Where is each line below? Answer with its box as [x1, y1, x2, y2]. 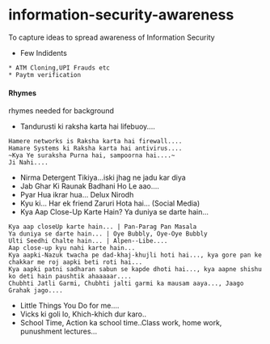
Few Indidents [19, 48, 67, 57]
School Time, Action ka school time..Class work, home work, [19, 318, 222, 328]
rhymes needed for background [8, 106, 115, 116]
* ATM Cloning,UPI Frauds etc [8, 63, 111, 72]
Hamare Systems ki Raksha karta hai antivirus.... [8, 144, 183, 153]
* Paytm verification [8, 70, 82, 79]
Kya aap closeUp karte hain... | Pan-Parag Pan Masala [8, 223, 197, 231]
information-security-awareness [8, 6, 234, 24]
